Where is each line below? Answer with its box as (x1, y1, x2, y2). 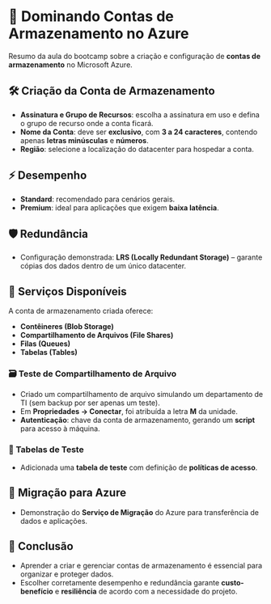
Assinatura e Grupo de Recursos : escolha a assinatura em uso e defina (19, 109, 260, 120)
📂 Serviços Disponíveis (8, 285, 127, 298)
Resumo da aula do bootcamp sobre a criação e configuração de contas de (8, 51, 261, 61)
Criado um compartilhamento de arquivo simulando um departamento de (19, 390, 264, 399)
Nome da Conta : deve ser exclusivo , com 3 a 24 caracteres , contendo (19, 127, 258, 137)
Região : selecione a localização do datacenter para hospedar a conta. (19, 144, 255, 154)
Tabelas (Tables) (19, 348, 78, 357)
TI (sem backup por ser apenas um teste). (19, 398, 160, 408)
